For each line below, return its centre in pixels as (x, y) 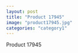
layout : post (22, 11)
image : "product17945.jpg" (39, 22)
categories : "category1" (37, 28)
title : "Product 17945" (35, 17)
